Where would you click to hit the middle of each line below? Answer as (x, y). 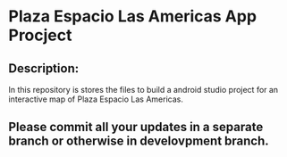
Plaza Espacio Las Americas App (132, 17)
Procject (40, 35)
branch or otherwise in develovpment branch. (139, 141)
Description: (44, 68)
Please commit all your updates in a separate (136, 127)
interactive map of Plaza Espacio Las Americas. (96, 99)
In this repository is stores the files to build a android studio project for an (143, 90)
